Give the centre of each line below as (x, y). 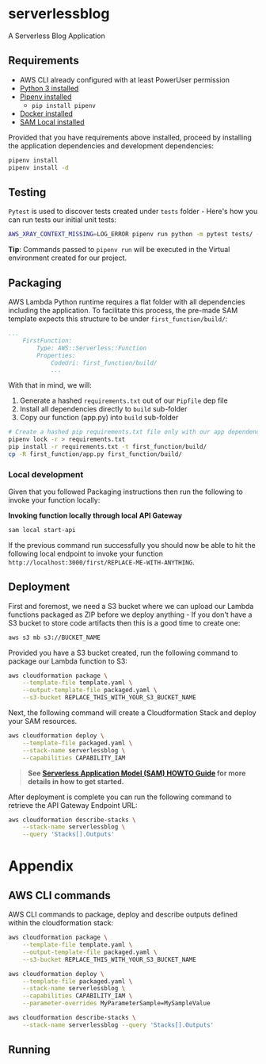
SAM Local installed (52, 122)
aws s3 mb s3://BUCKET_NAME (55, 637)
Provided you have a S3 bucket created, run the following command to (123, 653)
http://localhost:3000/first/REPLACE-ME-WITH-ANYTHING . (102, 562)
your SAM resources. (43, 721)
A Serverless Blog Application (57, 36)
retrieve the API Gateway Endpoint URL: (73, 805)
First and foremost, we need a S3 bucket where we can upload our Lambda (131, 606)
